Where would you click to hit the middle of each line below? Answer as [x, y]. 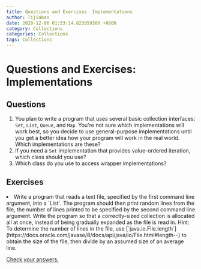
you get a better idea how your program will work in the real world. [97, 138]
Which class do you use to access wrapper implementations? [91, 163]
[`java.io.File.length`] [151, 228]
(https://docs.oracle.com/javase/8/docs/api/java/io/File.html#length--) [93, 235]
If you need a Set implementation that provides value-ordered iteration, [103, 150]
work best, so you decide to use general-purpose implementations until [103, 131]
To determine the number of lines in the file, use [65, 228]
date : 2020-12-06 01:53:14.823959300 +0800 [61, 23]
